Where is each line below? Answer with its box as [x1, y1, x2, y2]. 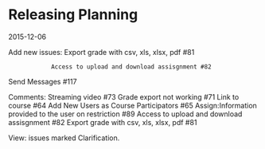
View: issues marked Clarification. [8, 133, 120, 143]
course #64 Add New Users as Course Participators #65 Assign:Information [8, 100, 257, 110]
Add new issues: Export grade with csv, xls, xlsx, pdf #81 [8, 47, 195, 57]
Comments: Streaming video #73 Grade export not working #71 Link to [8, 92, 240, 101]
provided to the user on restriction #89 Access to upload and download [8, 109, 243, 119]
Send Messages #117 [8, 76, 77, 86]
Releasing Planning [8, 6, 138, 24]
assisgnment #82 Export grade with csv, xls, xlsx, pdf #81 [8, 117, 197, 127]
